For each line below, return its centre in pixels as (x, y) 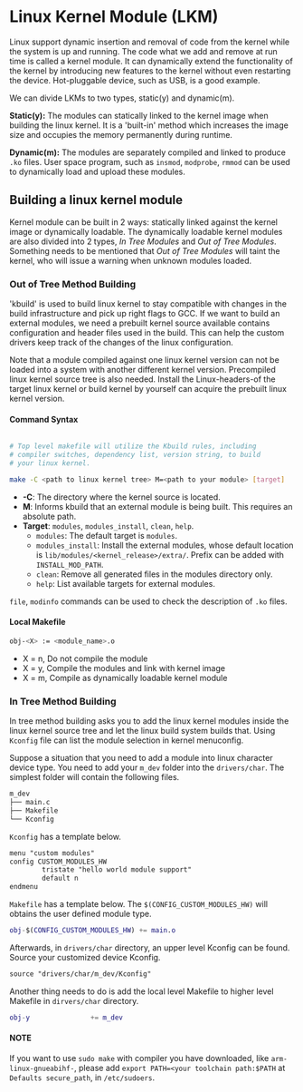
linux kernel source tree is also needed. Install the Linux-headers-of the (142, 379)
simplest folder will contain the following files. (95, 777)
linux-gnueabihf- (42, 1068)
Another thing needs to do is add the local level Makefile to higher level (142, 991)
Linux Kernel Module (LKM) (114, 17)
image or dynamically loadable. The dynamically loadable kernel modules (146, 231)
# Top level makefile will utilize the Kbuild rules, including (133, 446)
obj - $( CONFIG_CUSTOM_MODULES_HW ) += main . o (93, 931)
